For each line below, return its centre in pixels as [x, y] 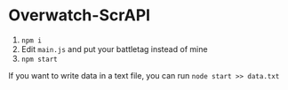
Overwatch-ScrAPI [80, 15]
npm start [40, 59]
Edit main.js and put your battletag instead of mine [114, 49]
